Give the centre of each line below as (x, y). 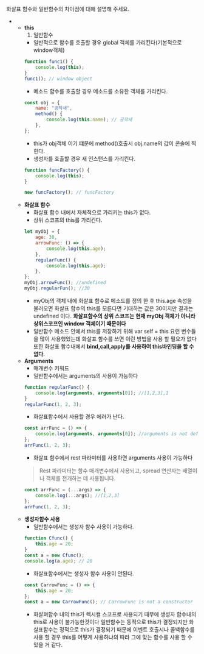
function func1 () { (49, 62)
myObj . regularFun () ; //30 (57, 288)
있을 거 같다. (48, 645)
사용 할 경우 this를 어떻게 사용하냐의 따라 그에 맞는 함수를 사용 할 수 (113, 637)
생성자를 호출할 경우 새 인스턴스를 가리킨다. (84, 158)
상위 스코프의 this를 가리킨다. (68, 220)
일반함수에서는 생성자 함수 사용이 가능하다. (83, 527)
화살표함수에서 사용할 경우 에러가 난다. (79, 417)
